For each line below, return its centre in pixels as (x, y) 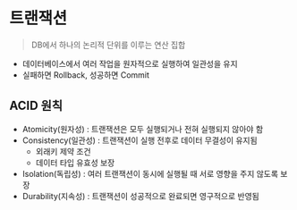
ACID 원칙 (36, 106)
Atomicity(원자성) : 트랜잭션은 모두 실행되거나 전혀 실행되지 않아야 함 (143, 129)
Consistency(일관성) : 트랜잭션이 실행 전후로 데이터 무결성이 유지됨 (140, 140)
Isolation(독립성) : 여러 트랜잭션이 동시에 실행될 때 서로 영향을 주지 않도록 (150, 173)
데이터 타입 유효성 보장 (75, 163)
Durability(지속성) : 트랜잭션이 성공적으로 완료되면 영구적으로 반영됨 (140, 196)
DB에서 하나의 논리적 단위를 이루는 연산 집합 (108, 45)
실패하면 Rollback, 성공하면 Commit (86, 75)
